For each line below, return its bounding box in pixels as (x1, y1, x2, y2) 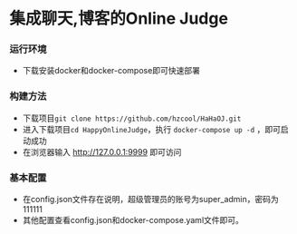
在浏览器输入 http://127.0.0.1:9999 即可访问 (22, 146, 182, 157)
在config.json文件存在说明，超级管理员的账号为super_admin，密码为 (22, 194, 279, 205)
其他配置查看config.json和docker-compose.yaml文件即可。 (22, 215, 244, 226)
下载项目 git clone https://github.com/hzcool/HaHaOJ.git (22, 112, 242, 123)
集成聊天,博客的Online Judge (9, 8, 229, 29)
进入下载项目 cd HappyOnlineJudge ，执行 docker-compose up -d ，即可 (22, 123, 281, 134)
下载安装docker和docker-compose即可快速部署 (22, 65, 201, 76)
